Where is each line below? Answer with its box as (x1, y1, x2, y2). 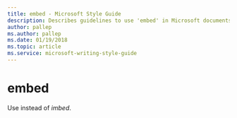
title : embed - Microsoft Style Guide (7, 10, 121, 18)
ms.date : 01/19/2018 (7, 37, 68, 44)
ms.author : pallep (7, 30, 61, 37)
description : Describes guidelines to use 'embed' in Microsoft (7, 17, 200, 24)
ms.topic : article (7, 43, 61, 50)
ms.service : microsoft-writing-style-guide (7, 50, 138, 57)
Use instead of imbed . (7, 103, 72, 112)
